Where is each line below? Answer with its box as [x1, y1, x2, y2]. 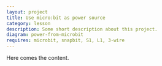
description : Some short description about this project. [6, 26, 158, 32]
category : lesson [6, 20, 51, 26]
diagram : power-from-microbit [6, 32, 84, 38]
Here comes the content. [6, 54, 69, 61]
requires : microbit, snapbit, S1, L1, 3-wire [6, 37, 125, 43]
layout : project [6, 9, 48, 15]
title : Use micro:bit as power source [6, 15, 106, 21]
